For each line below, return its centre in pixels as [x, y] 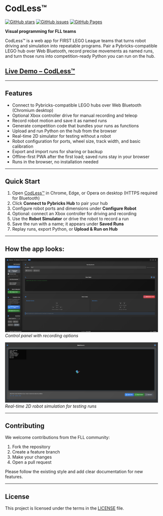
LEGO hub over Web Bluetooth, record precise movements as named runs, [80, 51]
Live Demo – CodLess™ [40, 71]
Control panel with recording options [42, 335]
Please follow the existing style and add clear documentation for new [74, 472]
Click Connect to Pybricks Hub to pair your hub [60, 203]
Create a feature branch [36, 452]
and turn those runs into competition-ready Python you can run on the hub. [80, 56]
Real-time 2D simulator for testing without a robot [61, 136]
